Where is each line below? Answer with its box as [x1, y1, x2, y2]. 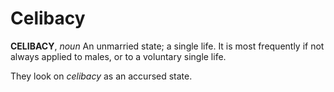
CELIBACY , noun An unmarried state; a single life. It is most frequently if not [10, 40, 325, 52]
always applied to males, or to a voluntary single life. [10, 50, 227, 62]
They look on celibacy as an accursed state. [10, 70, 193, 82]
